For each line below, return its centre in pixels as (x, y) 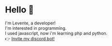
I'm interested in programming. (36, 28)
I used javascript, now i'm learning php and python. (56, 33)
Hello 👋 (19, 10)
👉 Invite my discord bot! (30, 38)
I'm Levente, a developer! (30, 23)
